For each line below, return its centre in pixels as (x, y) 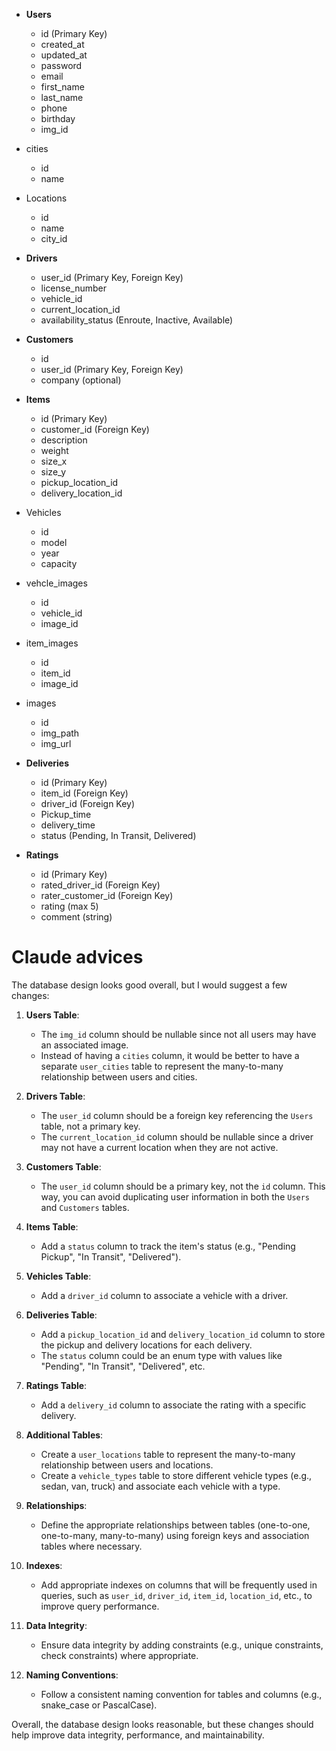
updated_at (64, 55)
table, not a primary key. (90, 1126)
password (61, 65)
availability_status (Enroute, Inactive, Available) (137, 320)
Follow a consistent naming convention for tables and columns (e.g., (181, 1694)
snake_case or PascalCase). (99, 1705)
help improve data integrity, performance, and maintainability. (138, 1735)
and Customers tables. (85, 1207)
